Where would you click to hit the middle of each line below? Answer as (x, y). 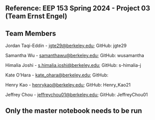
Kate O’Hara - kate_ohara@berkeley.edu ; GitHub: (57, 75)
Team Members (31, 33)
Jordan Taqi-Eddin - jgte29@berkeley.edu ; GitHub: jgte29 (66, 46)
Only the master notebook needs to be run (74, 111)
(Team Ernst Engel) (36, 16)
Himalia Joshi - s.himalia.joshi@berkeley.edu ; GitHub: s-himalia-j (73, 65)
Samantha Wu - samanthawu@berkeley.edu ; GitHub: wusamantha (75, 56)
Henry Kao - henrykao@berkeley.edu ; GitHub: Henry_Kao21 (68, 85)
